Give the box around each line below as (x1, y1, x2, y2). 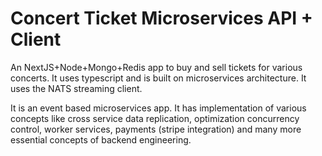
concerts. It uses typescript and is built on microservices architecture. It (10, 72, 307, 84)
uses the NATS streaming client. (10, 82, 143, 94)
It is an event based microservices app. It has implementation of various (10, 102, 307, 114)
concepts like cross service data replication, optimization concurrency (10, 112, 300, 124)
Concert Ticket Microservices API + (10, 7, 313, 30)
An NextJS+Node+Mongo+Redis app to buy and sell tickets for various (10, 61, 303, 73)
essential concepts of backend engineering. (10, 133, 192, 146)
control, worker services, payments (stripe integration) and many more (10, 123, 302, 135)
